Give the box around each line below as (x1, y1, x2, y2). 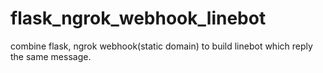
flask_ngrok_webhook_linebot (10, 7, 267, 30)
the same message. (10, 50, 92, 62)
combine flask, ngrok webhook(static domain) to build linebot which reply (10, 40, 313, 52)
